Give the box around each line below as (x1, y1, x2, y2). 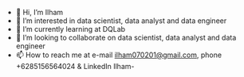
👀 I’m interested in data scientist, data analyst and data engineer (15, 16, 227, 25)
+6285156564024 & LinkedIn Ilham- (15, 62, 135, 71)
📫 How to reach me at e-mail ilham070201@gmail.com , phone (15, 50, 222, 60)
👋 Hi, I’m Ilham (15, 8, 64, 17)
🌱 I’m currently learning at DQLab (15, 25, 126, 33)
